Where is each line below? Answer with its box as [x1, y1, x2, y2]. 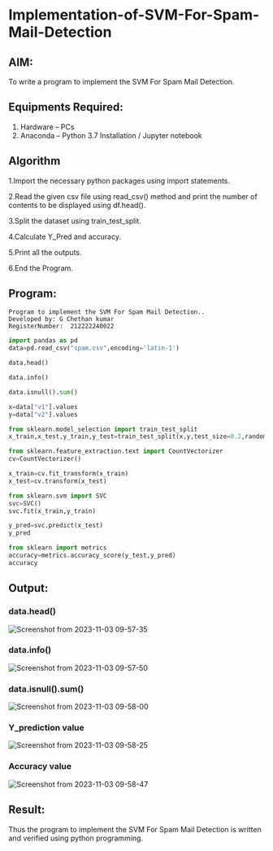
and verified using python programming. [8, 833, 144, 843]
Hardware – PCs [19, 122, 75, 132]
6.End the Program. [8, 263, 73, 273]
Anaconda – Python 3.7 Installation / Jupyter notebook [19, 130, 202, 140]
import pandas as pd [8, 336, 79, 345]
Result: [8, 803, 45, 817]
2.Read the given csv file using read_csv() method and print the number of [8, 191, 258, 201]
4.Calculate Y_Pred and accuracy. [8, 232, 122, 241]
